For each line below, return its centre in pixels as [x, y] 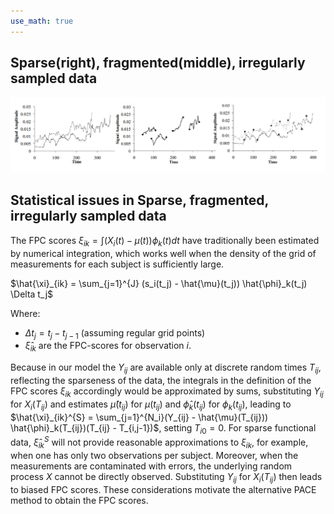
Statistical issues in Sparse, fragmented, [139, 200]
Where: [25, 313]
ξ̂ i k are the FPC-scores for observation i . [108, 347]
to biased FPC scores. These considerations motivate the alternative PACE [163, 489]
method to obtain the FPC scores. [79, 500]
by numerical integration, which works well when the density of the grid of [163, 253]
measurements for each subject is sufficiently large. [117, 264]
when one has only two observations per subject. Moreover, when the [154, 455]
